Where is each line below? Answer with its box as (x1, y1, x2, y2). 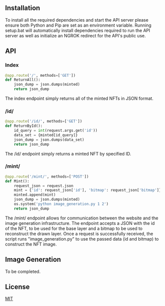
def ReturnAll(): (5, 77, 41, 83)
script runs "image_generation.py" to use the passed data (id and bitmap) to (5, 236, 159, 242)
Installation (5, 4, 40, 12)
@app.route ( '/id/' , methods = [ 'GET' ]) (5, 119, 82, 124)
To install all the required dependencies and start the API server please (5, 17, 149, 23)
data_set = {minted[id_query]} (14, 132, 78, 137)
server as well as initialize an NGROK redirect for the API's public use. (5, 32, 146, 38)
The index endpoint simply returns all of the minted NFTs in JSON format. (5, 95, 154, 101)
